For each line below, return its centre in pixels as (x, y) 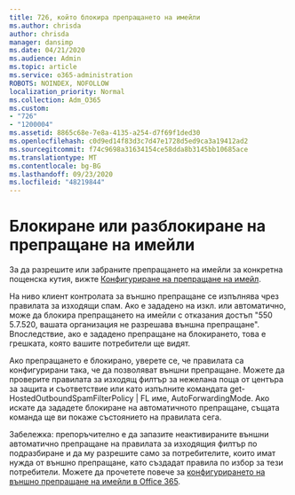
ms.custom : (29, 108)
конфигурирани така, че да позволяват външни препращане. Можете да (147, 370)
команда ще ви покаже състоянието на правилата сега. (116, 417)
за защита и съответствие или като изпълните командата (119, 389)
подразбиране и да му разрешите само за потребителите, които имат (143, 453)
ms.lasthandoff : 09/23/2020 (61, 174)
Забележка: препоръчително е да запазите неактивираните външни (139, 435)
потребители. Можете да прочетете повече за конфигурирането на (137, 472)
